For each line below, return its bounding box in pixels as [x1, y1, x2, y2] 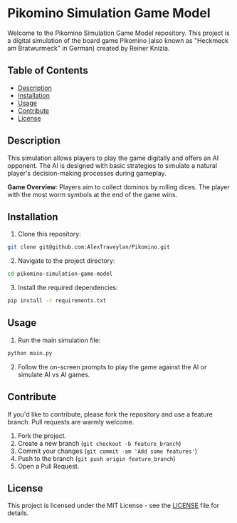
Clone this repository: [17, 230, 81, 239]
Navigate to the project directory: [17, 256, 115, 265]
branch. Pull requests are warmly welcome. [7, 417, 135, 426]
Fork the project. [17, 431, 67, 440]
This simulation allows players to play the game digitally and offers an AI [7, 154, 219, 162]
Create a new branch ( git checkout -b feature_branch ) [17, 439, 181, 447]
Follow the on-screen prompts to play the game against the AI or [17, 362, 207, 371]
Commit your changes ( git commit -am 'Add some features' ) [17, 447, 198, 455]
